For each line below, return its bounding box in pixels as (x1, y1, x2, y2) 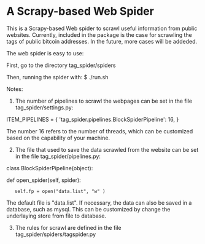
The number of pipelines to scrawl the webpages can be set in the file (15, 97, 192, 104)
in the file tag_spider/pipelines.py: (15, 152, 101, 160)
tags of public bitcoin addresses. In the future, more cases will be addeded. (6, 37, 198, 45)
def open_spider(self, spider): (6, 176, 81, 184)
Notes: (6, 85, 23, 93)
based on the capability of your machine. (6, 134, 110, 141)
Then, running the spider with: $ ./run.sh (6, 73, 109, 81)
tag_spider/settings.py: (15, 103, 74, 111)
